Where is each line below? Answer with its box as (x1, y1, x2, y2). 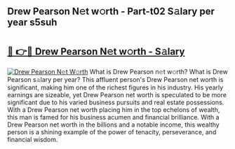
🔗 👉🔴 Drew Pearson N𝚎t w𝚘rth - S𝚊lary (7, 45, 185, 57)
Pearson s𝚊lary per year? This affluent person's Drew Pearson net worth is (7, 76, 224, 83)
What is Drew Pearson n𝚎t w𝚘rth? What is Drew (89, 68, 228, 76)
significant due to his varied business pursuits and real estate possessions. (7, 98, 224, 106)
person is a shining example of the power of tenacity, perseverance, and (7, 128, 217, 136)
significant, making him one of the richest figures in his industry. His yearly (7, 83, 224, 92)
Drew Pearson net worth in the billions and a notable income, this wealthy (7, 120, 220, 129)
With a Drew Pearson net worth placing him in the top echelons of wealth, (7, 106, 220, 114)
